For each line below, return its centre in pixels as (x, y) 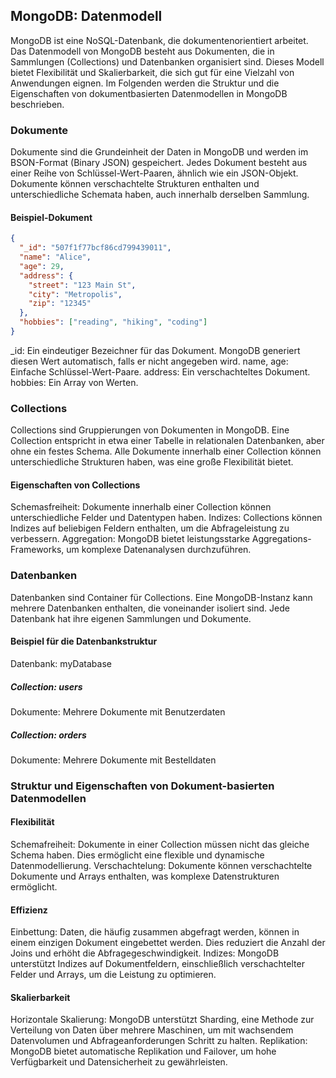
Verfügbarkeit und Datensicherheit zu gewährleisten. (119, 1062)
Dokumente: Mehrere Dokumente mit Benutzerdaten (118, 711)
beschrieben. (37, 104)
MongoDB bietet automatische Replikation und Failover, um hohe (143, 1051)
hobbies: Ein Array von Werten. (74, 382)
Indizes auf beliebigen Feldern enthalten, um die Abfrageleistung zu (150, 528)
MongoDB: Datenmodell (86, 16)
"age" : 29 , (42, 266)
